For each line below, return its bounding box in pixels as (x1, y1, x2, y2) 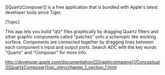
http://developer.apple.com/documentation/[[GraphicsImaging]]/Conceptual (5, 59, 160, 65)
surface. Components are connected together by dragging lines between (5, 39, 154, 45)
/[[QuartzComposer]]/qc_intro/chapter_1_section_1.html (5, 64, 117, 70)
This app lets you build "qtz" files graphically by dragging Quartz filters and (5, 29, 159, 34)
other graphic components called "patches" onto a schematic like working (5, 34, 157, 39)
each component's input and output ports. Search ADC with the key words (5, 44, 157, 50)
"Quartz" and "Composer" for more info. (5, 49, 87, 55)
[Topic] (5, 19, 20, 25)
